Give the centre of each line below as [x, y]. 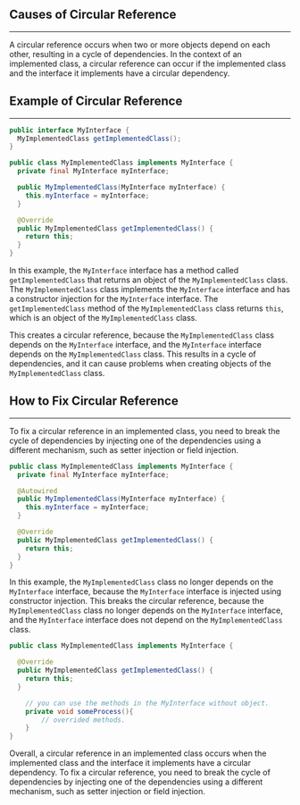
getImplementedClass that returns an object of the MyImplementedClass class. [149, 280]
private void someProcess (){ [79, 711]
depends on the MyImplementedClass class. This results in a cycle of [133, 354]
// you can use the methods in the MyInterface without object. [147, 703]
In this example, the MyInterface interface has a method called [124, 270]
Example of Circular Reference [96, 101]
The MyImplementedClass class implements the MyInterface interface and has [150, 289]
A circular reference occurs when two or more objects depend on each [140, 45]
